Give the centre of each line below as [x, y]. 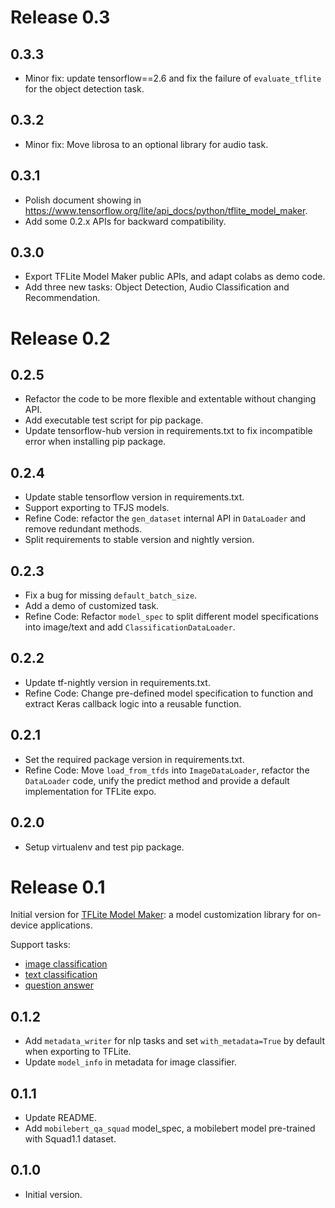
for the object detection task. [84, 89]
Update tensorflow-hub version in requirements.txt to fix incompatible [168, 431]
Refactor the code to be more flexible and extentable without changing [170, 399]
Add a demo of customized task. [92, 606]
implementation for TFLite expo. [90, 791]
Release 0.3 [60, 17]
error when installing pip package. [95, 442]
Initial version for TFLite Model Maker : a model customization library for [157, 915]
